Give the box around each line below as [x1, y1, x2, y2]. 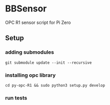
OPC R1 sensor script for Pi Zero [5, 19, 71, 25]
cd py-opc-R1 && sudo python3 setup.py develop [5, 83, 106, 88]
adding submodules [5, 49, 55, 56]
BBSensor [5, 3, 47, 14]
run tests [5, 94, 27, 101]
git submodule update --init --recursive [5, 60, 92, 65]
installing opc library [5, 72, 56, 79]
